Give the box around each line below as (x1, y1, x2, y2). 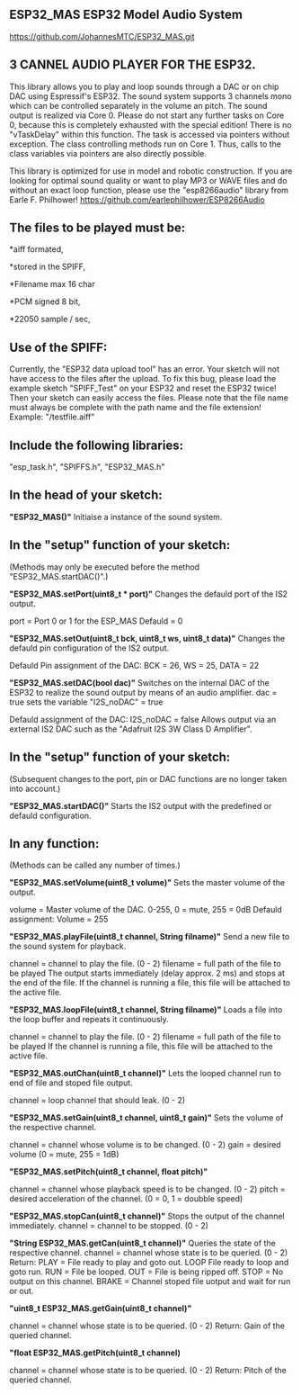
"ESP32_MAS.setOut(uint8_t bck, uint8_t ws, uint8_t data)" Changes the (9, 633, 286, 643)
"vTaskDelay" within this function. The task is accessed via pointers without (9, 129, 290, 139)
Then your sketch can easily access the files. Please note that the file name (9, 392, 289, 403)
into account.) (9, 783, 61, 794)
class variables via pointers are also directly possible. (9, 148, 207, 158)
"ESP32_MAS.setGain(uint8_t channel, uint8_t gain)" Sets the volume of (9, 1112, 284, 1123)
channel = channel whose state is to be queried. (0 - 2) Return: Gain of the (9, 1320, 286, 1331)
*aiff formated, (9, 244, 65, 255)
